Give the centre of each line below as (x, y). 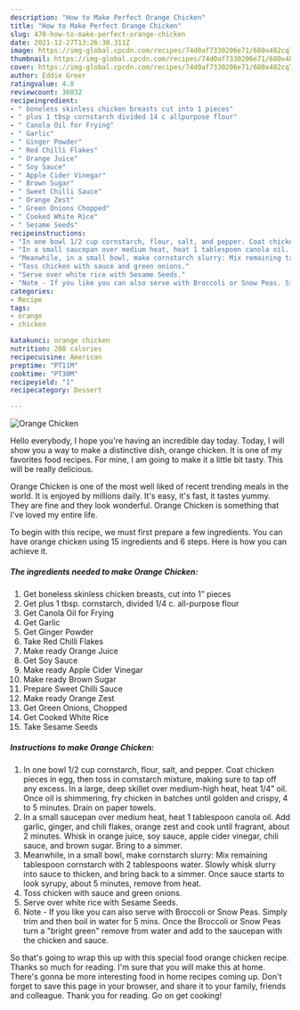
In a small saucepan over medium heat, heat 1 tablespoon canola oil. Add (157, 817)
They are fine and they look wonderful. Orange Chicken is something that (145, 506)
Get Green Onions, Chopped (75, 708)
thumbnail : (30, 59)
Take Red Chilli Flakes (63, 642)
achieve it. (29, 551)
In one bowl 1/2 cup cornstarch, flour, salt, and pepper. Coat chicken (149, 770)
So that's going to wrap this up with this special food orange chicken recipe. (150, 958)
